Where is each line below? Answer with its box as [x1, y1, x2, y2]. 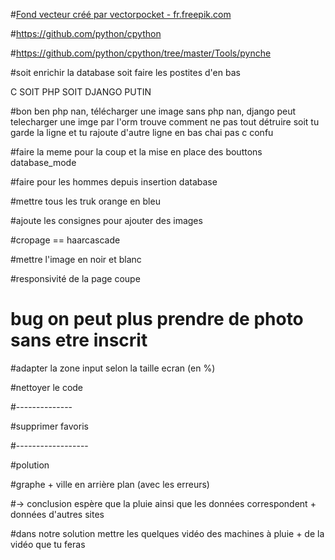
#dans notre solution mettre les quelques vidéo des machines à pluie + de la [10, 527, 325, 539]
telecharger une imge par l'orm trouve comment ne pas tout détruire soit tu [10, 116, 320, 128]
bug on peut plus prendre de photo [10, 308, 304, 331]
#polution [10, 459, 50, 471]
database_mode [10, 157, 77, 168]
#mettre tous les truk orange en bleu [10, 195, 161, 207]
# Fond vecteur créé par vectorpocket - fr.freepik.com [10, 9, 232, 20]
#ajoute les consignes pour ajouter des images [10, 215, 203, 226]
